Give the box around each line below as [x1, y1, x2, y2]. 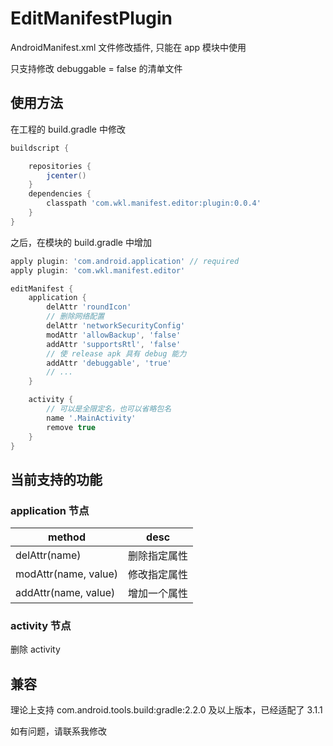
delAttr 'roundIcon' [46, 302, 132, 312]
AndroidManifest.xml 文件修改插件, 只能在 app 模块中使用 [10, 41, 247, 53]
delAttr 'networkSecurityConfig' [46, 321, 186, 331]
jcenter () [46, 170, 87, 181]
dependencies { [28, 189, 92, 199]
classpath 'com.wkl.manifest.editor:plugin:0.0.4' [46, 198, 262, 209]
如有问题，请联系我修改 [10, 725, 107, 737]
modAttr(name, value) [15, 567, 119, 581]
